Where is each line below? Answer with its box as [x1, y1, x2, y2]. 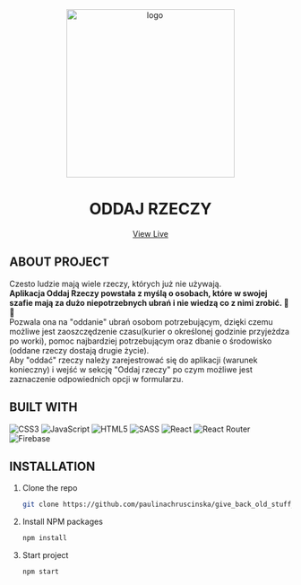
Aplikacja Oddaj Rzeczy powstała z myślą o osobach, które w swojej [9, 287, 268, 299]
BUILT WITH [9, 399, 78, 415]
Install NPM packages [21, 516, 103, 528]
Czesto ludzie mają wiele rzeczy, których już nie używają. [9, 278, 222, 289]
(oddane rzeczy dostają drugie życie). [9, 345, 150, 355]
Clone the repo [21, 483, 78, 493]
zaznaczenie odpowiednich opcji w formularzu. [9, 373, 184, 384]
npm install [21, 534, 67, 543]
